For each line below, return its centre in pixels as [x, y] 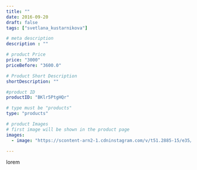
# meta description [30, 39]
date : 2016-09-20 [27, 17]
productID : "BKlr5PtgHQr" [38, 97]
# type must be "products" [39, 108]
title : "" [18, 11]
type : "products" [27, 114]
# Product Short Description [42, 76]
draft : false [22, 22]
